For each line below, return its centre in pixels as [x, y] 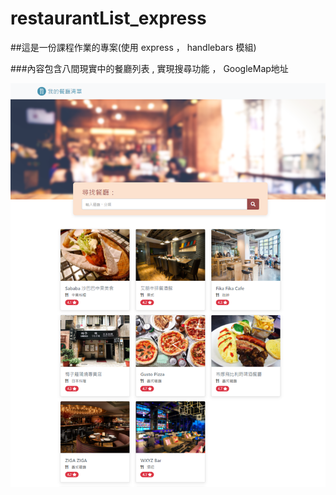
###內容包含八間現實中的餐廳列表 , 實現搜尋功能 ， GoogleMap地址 [149, 68]
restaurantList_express [108, 18]
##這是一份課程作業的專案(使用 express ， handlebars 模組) [133, 47]
